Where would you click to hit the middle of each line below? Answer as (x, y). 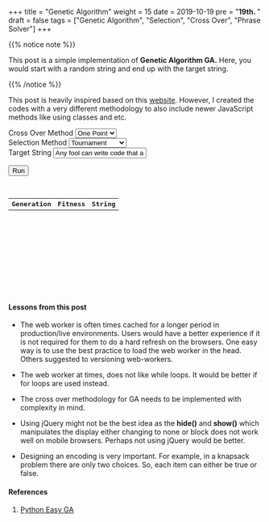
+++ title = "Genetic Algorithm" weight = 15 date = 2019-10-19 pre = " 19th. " (134, 12)
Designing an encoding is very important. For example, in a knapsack (134, 457)
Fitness (72, 204)
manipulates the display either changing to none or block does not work (139, 432)
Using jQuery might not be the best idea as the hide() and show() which (139, 423)
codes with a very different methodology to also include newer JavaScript (131, 109)
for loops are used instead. (64, 384)
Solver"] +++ (30, 29)
